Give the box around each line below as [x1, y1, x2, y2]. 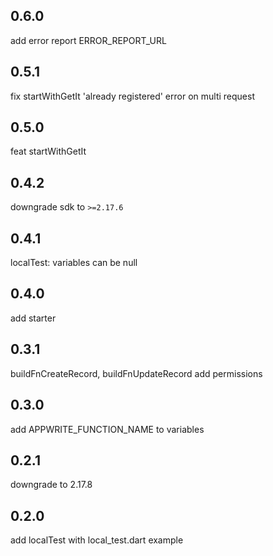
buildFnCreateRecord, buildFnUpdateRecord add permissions [10, 367, 263, 379]
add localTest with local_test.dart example [10, 534, 184, 546]
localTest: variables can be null [10, 257, 138, 269]
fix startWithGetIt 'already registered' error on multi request [10, 90, 255, 102]
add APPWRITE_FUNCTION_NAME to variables [10, 423, 205, 435]
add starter [10, 312, 57, 324]
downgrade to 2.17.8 [10, 479, 93, 491]
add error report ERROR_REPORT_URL [10, 34, 167, 46]
